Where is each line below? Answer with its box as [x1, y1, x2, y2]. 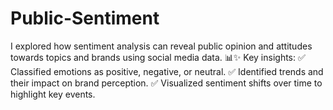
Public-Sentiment [10, 7, 160, 30]
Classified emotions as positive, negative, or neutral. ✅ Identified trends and [10, 65, 324, 77]
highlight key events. [10, 88, 96, 100]
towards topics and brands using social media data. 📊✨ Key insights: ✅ [10, 51, 306, 63]
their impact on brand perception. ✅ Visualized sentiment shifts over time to [10, 77, 323, 89]
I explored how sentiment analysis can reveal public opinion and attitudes [10, 40, 313, 52]
